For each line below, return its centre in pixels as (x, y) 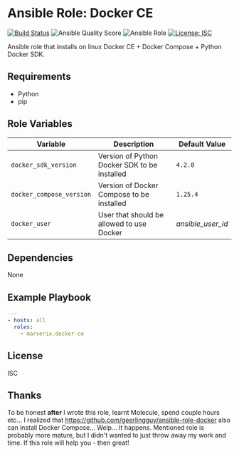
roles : (23, 327)
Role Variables (40, 124)
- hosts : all (27, 321)
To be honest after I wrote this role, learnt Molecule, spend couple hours (114, 413)
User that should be (131, 215)
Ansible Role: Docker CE (80, 13)
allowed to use (123, 224)
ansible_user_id (202, 224)
